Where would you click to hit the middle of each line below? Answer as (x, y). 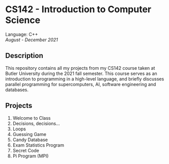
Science (23, 20)
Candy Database (30, 140)
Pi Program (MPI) (31, 156)
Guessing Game (30, 134)
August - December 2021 (32, 40)
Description (24, 56)
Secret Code (26, 150)
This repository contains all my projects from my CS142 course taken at (80, 68)
